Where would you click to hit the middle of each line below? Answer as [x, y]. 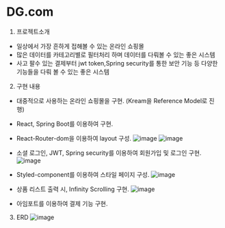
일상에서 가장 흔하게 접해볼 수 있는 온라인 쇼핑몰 [80, 46]
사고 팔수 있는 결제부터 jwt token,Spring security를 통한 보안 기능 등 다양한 [117, 63]
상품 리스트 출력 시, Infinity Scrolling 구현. [72, 189]
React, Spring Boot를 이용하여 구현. [65, 124]
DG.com [30, 12]
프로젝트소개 [33, 31]
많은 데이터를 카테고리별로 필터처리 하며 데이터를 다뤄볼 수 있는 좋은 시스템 [116, 55]
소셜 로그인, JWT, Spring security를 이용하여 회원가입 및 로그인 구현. [109, 153]
